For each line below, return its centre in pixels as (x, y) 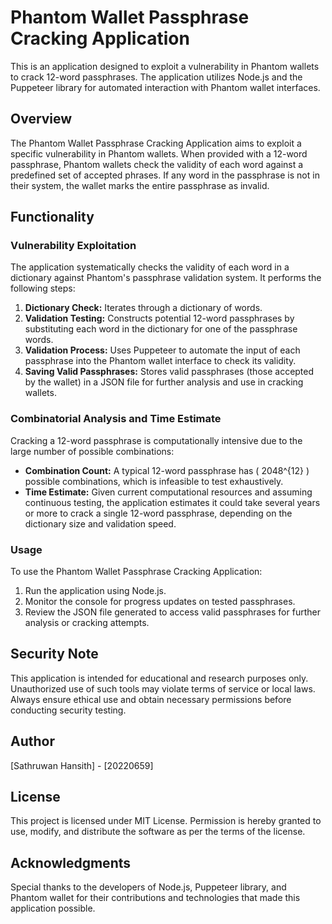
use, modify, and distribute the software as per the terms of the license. (158, 832)
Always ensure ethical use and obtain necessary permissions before (151, 699)
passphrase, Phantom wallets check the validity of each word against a (157, 164)
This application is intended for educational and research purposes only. (159, 678)
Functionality (52, 217)
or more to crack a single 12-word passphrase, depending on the (158, 513)
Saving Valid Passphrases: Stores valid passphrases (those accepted (169, 372)
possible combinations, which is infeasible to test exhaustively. (154, 481)
